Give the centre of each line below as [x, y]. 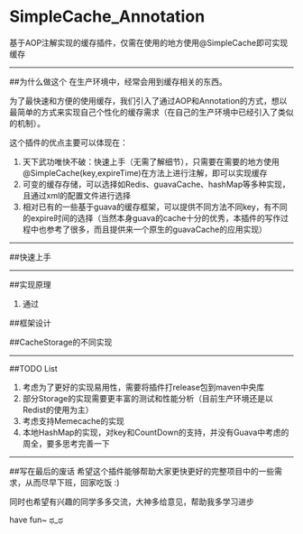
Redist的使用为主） [58, 410]
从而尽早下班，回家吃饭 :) [72, 482]
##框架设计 [30, 323]
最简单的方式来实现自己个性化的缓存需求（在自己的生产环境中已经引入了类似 [151, 112]
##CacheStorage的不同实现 [61, 342]
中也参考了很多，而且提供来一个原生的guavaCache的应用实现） [149, 229]
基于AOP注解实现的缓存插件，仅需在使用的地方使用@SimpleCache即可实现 [149, 42]
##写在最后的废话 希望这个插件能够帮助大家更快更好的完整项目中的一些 [142, 471]
